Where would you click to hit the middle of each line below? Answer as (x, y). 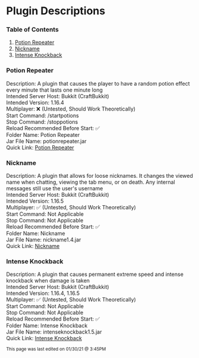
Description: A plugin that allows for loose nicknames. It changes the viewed (99, 176)
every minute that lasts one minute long (54, 90)
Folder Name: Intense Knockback (47, 326)
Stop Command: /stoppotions (42, 122)
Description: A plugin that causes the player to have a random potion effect (98, 83)
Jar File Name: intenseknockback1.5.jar (54, 332)
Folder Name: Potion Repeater (43, 134)
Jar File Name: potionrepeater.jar (47, 141)
